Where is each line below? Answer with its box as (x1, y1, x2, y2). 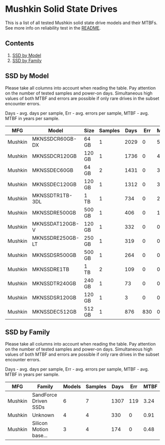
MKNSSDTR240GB (31, 280, 76, 286)
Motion (31, 426, 49, 433)
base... (31, 432, 48, 439)
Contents (5, 39, 34, 48)
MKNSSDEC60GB (31, 166, 74, 173)
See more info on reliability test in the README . (5, 25, 101, 31)
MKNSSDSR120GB (31, 294, 77, 301)
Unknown (31, 412, 55, 419)
